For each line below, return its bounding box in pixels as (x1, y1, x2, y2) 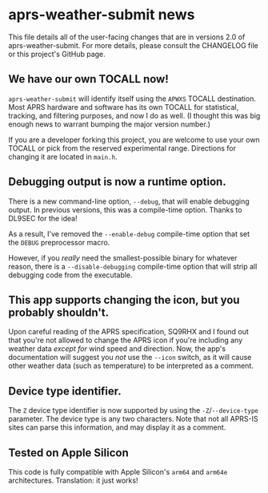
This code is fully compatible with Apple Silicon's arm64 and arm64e (8, 467, 228, 476)
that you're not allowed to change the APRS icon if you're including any (8, 335, 243, 346)
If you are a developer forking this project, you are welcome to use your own (8, 135, 260, 144)
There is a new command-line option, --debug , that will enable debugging (8, 196, 250, 206)
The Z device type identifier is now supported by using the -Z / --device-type (8, 406, 258, 415)
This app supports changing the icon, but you (8, 293, 240, 306)
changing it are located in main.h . (8, 152, 118, 161)
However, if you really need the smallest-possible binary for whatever (8, 253, 238, 262)
